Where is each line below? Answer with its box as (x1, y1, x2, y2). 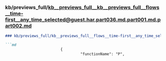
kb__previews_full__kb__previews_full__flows (47, 4, 160, 11)
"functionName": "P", (80, 51, 125, 57)
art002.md (5, 22, 32, 29)
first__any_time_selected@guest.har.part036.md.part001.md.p (5, 16, 161, 23)
